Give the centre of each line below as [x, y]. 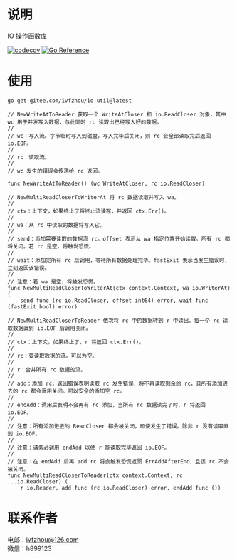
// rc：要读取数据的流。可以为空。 [53, 356]
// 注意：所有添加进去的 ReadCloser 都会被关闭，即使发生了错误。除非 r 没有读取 [116, 426]
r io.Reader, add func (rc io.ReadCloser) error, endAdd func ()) [121, 488]
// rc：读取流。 [29, 157]
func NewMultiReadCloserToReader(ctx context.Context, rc [95, 475]
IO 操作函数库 [27, 36]
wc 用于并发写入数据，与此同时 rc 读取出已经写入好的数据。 [85, 122]
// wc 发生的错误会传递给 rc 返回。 [55, 171]
